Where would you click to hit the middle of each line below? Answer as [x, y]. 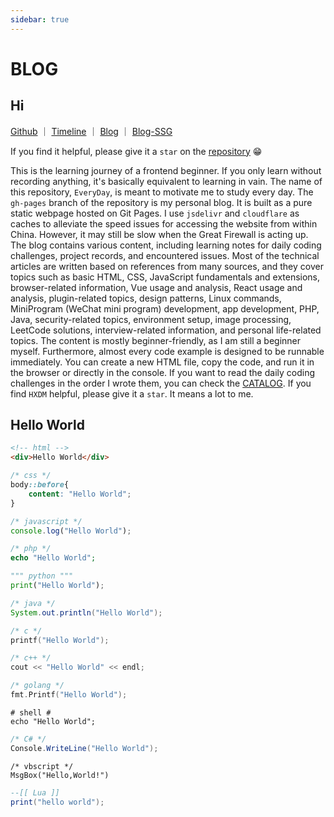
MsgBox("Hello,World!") [60, 775]
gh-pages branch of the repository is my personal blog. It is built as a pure [161, 202]
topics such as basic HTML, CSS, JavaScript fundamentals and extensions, [165, 277]
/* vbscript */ [42, 766]
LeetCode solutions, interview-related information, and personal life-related [166, 330]
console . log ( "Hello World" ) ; [71, 531]
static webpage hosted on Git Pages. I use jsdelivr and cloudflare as [155, 213]
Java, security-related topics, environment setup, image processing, [151, 319]
